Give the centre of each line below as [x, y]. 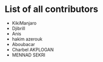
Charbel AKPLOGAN [33, 49]
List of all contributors [51, 9]
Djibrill [18, 28]
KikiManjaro [24, 23]
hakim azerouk [27, 39]
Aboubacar [23, 44]
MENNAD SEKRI [28, 55]
